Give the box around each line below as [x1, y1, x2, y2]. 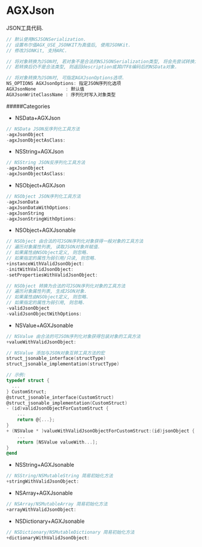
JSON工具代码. [6, 24, 44, 31]
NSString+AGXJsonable [14, 461, 75, 469]
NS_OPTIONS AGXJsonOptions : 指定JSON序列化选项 [6, 81, 121, 87]
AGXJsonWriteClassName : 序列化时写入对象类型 [6, 92, 116, 98]
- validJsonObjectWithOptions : [6, 311, 82, 317]
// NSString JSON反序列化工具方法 [6, 160, 85, 166]
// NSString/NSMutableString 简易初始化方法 [6, 473, 113, 479]
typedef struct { [6, 378, 50, 384]
